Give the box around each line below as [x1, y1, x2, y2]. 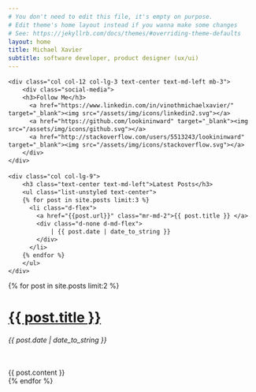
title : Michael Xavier [8, 46, 83, 54]
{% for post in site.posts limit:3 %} [22, 196, 150, 204]
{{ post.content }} [8, 368, 65, 378]
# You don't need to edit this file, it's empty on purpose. [8, 13, 213, 21]
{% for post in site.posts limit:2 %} [8, 281, 120, 290]
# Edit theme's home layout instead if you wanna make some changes [8, 21, 238, 29]
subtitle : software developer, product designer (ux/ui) [8, 54, 199, 62]
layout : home [8, 38, 51, 46]
